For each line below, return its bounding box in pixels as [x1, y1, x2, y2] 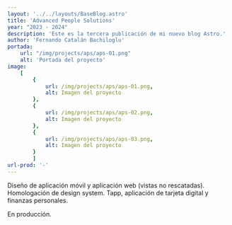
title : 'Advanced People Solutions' [7, 17, 115, 24]
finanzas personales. [7, 196, 69, 204]
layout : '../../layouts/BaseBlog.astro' [7, 10, 129, 18]
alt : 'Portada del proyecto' [20, 57, 106, 64]
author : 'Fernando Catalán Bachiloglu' [7, 37, 125, 44]
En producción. [7, 209, 52, 218]
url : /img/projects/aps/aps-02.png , [45, 109, 153, 116]
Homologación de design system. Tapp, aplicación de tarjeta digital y [7, 188, 209, 197]
